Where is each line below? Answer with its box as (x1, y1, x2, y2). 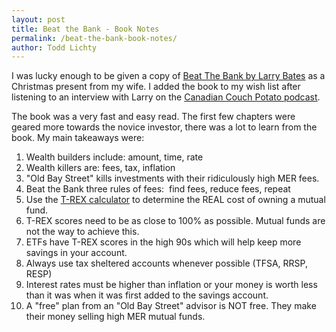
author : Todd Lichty (11, 42, 98, 53)
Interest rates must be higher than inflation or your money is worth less (25, 279, 318, 291)
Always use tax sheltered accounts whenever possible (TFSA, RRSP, (25, 257, 308, 270)
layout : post (11, 14, 66, 25)
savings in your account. (25, 247, 128, 259)
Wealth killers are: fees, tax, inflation (25, 162, 176, 174)
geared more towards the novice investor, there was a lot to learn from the (11, 121, 318, 133)
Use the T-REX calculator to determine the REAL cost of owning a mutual (25, 194, 326, 206)
